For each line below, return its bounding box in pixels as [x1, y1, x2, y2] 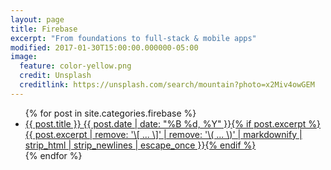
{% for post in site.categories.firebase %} [24, 107, 197, 119]
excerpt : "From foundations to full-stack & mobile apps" [10, 33, 257, 43]
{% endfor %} [24, 149, 83, 161]
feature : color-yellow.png [19, 61, 132, 71]
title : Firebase [10, 24, 78, 34]
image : [10, 52, 38, 62]
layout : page [10, 14, 65, 25]
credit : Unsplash [19, 71, 92, 81]
